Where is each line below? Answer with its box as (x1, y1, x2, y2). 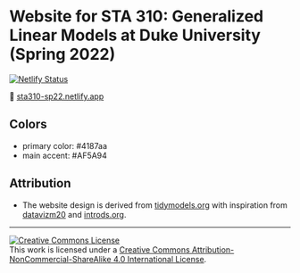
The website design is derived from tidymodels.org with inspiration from (21, 199, 288, 211)
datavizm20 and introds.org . (21, 209, 127, 219)
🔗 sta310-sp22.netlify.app (9, 91, 104, 102)
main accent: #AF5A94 (21, 150, 107, 161)
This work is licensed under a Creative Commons (9, 244, 190, 255)
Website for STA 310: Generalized (9, 6, 264, 27)
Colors (9, 117, 47, 132)
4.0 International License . (112, 253, 207, 264)
